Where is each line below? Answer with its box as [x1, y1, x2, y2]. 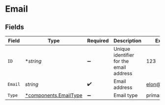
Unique [113, 45, 131, 52]
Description [113, 38, 141, 44]
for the [113, 58, 129, 64]
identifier [113, 52, 134, 58]
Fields [5, 23, 25, 31]
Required [87, 38, 109, 44]
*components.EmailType [25, 92, 82, 99]
